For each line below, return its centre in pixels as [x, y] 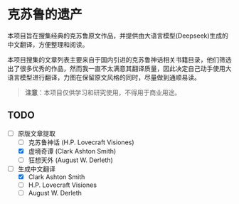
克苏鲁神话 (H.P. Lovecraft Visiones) [81, 142]
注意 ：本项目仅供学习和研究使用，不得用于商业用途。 [103, 92]
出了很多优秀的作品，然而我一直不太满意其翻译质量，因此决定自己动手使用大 [119, 68]
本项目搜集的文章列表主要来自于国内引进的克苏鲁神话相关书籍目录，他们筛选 [119, 59]
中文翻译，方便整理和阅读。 [48, 44]
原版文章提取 [36, 133]
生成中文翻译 [36, 169]
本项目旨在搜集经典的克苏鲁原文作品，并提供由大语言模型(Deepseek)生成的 [118, 36]
